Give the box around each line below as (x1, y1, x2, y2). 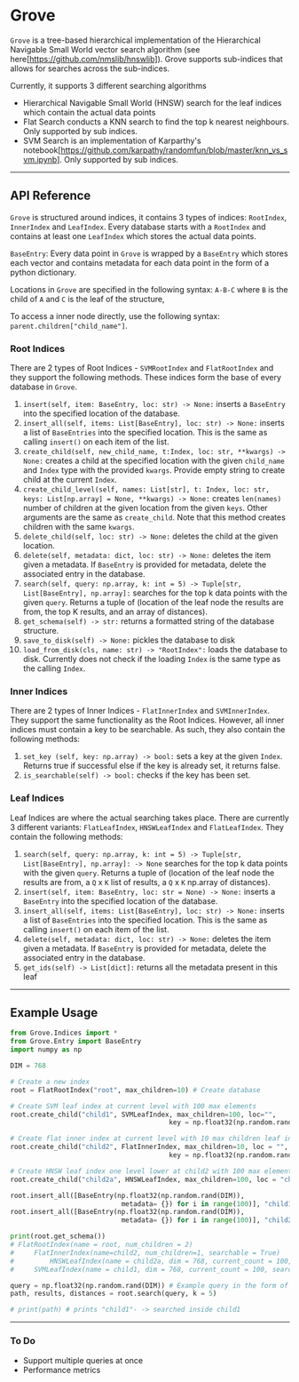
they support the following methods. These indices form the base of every (10, 372, 282, 383)
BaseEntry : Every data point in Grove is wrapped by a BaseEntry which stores (10, 248, 288, 259)
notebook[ (22, 144, 61, 156)
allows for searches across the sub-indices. (10, 63, 170, 74)
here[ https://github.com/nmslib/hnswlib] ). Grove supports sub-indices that (10, 53, 283, 64)
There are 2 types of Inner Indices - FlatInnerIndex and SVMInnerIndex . (10, 706, 270, 716)
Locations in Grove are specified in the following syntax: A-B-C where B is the (10, 284, 288, 294)
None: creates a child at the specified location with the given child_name (22, 455, 285, 467)
